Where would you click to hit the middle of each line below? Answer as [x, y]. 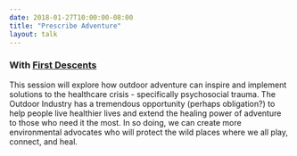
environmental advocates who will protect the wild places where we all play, [148, 132]
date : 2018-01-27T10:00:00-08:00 [71, 17]
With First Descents [53, 65]
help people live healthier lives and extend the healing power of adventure [145, 113]
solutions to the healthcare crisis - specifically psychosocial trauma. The [143, 94]
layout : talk [33, 34]
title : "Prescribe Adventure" [66, 26]
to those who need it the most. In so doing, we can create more [126, 122]
